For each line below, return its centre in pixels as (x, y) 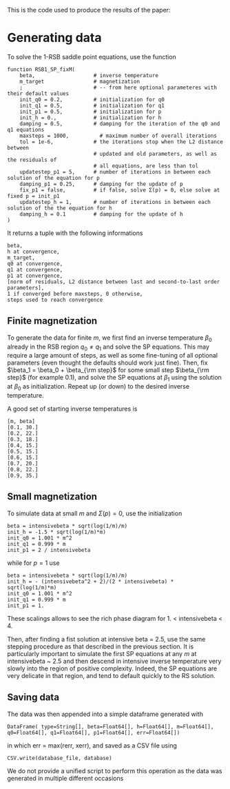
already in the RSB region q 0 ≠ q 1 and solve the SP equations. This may (108, 347)
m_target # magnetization (80, 81)
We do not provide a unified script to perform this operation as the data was (115, 770)
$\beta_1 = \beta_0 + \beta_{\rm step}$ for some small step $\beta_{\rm (108, 370)
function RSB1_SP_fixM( (41, 69)
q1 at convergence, (35, 269)
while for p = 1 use (33, 563)
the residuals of (32, 160)
